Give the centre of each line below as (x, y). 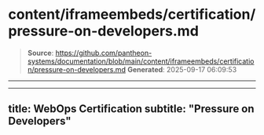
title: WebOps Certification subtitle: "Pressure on (131, 109)
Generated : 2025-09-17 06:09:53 (182, 69)
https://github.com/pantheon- (104, 53)
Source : (40, 53)
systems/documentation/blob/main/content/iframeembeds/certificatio (141, 61)
